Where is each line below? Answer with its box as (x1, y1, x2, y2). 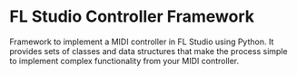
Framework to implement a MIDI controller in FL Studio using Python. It (9, 36, 274, 47)
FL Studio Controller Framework (9, 6, 254, 27)
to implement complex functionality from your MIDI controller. (9, 55, 240, 66)
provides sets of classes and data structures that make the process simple (9, 45, 288, 56)
